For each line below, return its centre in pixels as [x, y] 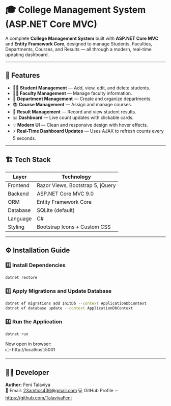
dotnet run [17, 334]
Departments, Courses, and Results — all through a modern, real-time [78, 49]
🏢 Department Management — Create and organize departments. [82, 99]
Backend [18, 194]
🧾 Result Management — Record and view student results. [74, 112]
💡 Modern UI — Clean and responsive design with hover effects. [80, 125]
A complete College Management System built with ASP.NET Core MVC [82, 38]
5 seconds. [24, 138]
